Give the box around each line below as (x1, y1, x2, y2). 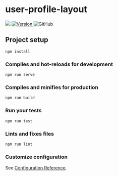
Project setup (5, 35, 49, 44)
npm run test (5, 118, 33, 123)
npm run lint (5, 142, 33, 147)
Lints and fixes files (5, 130, 54, 137)
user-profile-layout (5, 4, 87, 15)
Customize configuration (5, 153, 68, 160)
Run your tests (5, 107, 42, 114)
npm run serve (5, 72, 35, 77)
